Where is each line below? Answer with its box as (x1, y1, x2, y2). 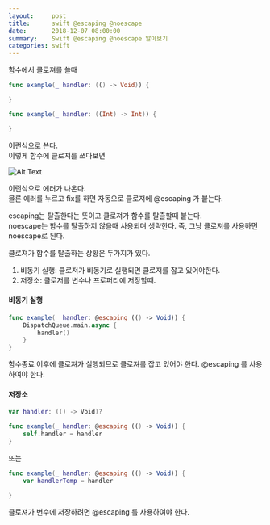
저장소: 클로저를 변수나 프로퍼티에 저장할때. (19, 275, 156, 285)
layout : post (8, 11, 67, 20)
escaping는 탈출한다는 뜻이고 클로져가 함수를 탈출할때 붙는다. (8, 211, 203, 220)
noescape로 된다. (8, 231, 65, 241)
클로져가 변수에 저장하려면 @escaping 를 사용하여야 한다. (8, 506, 190, 517)
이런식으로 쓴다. (8, 141, 59, 150)
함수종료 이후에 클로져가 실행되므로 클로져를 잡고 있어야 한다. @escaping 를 (8, 359, 247, 369)
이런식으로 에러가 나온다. (8, 183, 86, 193)
